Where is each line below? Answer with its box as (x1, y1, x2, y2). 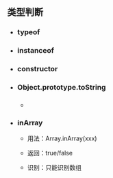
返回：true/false (27, 149, 73, 157)
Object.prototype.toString (16, 83, 106, 92)
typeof (16, 27, 40, 37)
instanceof (16, 46, 55, 55)
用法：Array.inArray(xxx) (27, 134, 97, 142)
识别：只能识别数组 (27, 164, 82, 172)
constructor (16, 64, 58, 74)
